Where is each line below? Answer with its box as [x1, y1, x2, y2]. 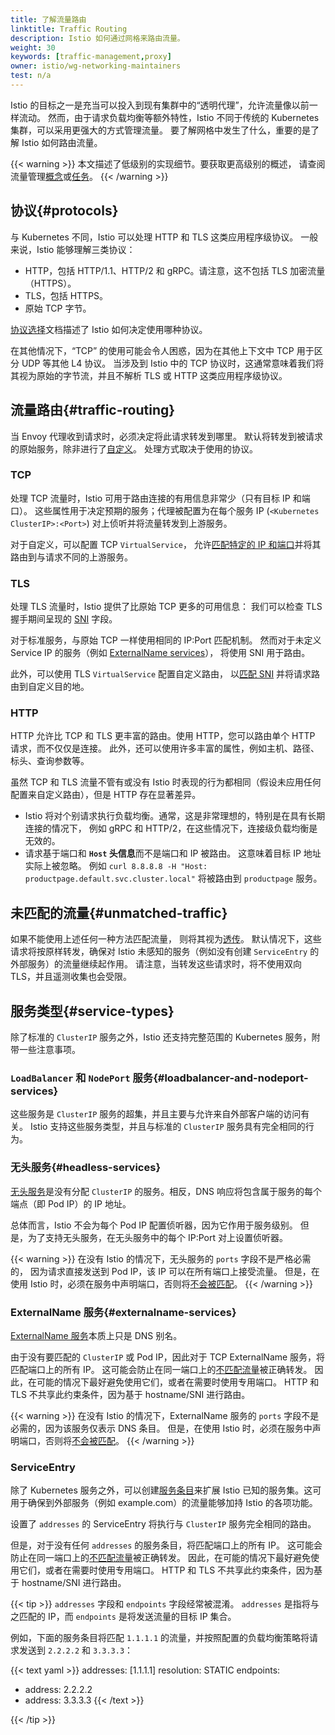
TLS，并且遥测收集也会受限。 [10, 971, 132, 983]
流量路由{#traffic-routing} [10, 402, 176, 419]
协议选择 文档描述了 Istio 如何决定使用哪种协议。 [10, 323, 208, 335]
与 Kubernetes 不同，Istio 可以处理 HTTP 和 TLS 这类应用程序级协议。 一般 [10, 231, 319, 243]
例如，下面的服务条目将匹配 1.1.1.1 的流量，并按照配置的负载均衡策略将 [10, 1632, 310, 1644]
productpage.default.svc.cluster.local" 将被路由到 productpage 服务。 [24, 872, 323, 885]
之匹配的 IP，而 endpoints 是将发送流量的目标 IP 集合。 [10, 1611, 237, 1623]
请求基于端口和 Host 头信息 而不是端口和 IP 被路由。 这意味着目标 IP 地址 [24, 847, 322, 860]
